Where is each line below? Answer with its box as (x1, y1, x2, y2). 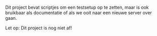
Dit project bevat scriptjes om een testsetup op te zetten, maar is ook (5, 5, 149, 10)
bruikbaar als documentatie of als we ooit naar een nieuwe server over (5, 10, 152, 16)
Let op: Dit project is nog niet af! (5, 25, 72, 31)
